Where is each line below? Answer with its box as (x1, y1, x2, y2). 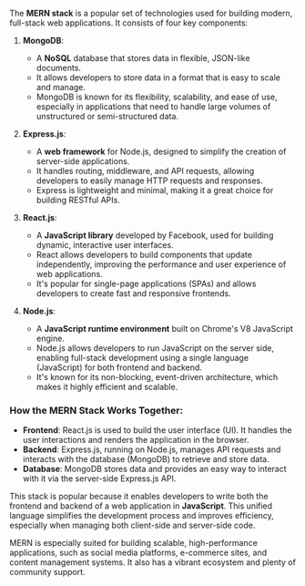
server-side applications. (36, 156, 130, 167)
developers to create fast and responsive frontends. (36, 288, 231, 299)
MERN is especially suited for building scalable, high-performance (9, 538, 258, 549)
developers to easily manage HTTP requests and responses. (36, 175, 264, 186)
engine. (36, 333, 66, 344)
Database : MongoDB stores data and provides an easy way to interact (22, 464, 287, 475)
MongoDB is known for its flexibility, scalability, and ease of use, (36, 91, 278, 102)
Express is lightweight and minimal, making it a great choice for (36, 185, 274, 195)
